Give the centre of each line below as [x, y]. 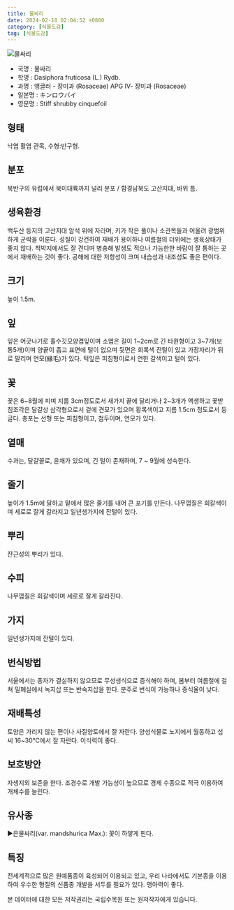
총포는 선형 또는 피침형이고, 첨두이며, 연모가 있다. [89, 418]
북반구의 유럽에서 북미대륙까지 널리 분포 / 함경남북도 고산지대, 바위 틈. [102, 188]
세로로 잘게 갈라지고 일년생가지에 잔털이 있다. [76, 511]
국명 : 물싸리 [34, 69]
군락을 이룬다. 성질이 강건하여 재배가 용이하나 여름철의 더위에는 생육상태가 [121, 239]
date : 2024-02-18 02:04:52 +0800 [56, 20]
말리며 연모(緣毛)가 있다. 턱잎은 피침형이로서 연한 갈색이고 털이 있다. [108, 359]
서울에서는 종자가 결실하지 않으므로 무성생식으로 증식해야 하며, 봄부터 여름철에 [114, 681]
